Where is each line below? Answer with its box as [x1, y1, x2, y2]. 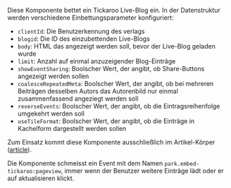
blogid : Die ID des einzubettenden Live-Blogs [17, 35, 150, 43]
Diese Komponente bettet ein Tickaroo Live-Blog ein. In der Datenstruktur [7, 6, 220, 14]
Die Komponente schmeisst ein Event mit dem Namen [7, 159, 163, 168]
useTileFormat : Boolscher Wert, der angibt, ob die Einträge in [17, 117, 195, 125]
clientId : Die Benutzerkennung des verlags [17, 27, 145, 35]
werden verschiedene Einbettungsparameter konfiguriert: [7, 13, 174, 22]
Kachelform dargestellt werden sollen [17, 125, 127, 132]
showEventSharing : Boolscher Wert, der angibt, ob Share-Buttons [17, 65, 205, 73]
